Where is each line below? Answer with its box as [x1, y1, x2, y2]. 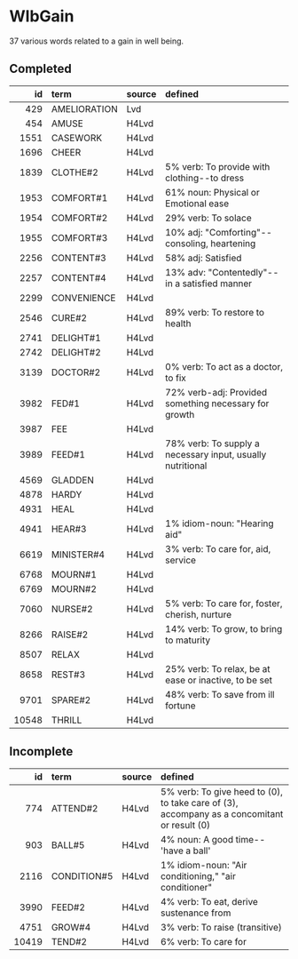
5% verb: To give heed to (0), [160, 785, 284, 797]
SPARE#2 [51, 693, 91, 706]
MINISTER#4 [51, 548, 105, 561]
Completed [9, 61, 73, 76]
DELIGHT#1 [51, 332, 102, 344]
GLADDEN [51, 474, 95, 486]
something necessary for [165, 397, 270, 410]
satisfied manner [182, 277, 253, 290]
